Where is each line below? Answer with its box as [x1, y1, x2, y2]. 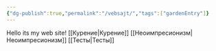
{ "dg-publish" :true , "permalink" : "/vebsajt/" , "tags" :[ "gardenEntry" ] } [6, 10, 210, 17]
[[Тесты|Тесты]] [68, 35, 115, 44]
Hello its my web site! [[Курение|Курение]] [6, 29, 130, 37]
